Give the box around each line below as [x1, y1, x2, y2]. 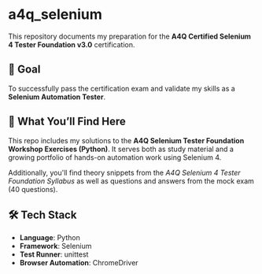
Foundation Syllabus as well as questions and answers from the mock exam [8, 176, 254, 186]
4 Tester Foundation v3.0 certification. [8, 39, 135, 49]
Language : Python [19, 233, 80, 243]
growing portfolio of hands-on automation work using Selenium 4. [8, 152, 222, 162]
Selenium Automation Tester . [8, 92, 106, 102]
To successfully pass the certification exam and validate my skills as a [8, 83, 236, 93]
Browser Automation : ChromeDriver [19, 258, 139, 268]
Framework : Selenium [19, 242, 92, 251]
